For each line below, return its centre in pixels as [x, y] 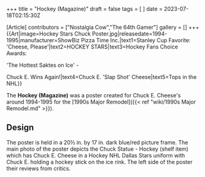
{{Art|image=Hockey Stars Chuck [49, 34]
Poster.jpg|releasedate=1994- [130, 34]
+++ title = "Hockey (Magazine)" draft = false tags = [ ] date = [85, 9]
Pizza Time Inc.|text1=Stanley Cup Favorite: [136, 40]
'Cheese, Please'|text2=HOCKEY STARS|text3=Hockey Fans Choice [92, 47]
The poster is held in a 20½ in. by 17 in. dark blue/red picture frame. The [97, 142]
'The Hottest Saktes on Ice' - [43, 65]
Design [20, 128]
